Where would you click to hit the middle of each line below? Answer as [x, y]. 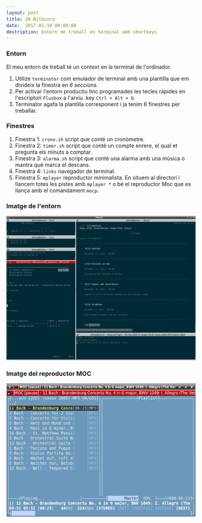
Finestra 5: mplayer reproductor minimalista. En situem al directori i [97, 177]
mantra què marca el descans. [53, 164]
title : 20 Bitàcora [31, 19]
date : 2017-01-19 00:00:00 [41, 25]
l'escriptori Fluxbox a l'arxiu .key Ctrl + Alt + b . [75, 98]
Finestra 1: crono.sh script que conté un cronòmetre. [80, 139]
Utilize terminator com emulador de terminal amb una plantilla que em [102, 78]
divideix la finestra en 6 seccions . [56, 85]
